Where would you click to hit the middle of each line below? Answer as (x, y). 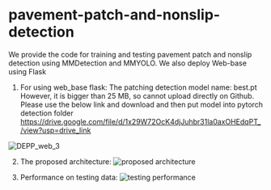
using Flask (28, 71)
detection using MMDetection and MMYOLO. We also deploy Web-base (127, 63)
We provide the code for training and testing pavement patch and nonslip (130, 54)
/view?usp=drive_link (55, 130)
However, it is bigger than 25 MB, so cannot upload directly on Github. (137, 95)
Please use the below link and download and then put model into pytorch (142, 104)
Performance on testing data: (69, 177)
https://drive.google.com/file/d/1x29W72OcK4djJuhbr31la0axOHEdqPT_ (140, 121)
